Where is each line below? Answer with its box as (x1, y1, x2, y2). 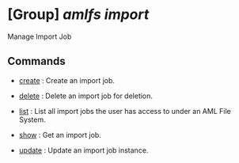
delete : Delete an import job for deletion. (18, 91, 154, 100)
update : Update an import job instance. (18, 145, 149, 155)
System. (18, 115, 46, 124)
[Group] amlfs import (7, 6, 150, 24)
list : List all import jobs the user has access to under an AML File (18, 106, 231, 116)
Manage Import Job (7, 32, 72, 41)
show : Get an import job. (18, 130, 102, 139)
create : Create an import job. (18, 75, 116, 85)
